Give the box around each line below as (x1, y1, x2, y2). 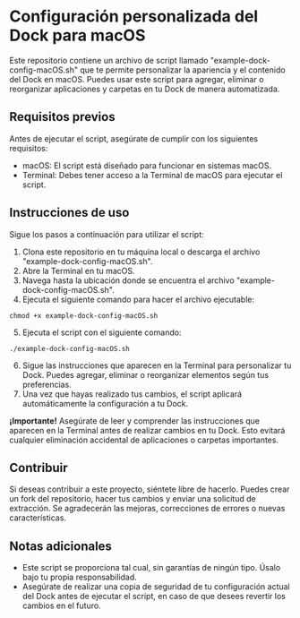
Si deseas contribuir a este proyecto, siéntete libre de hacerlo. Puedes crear (9, 484, 290, 494)
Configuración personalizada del (9, 6, 259, 27)
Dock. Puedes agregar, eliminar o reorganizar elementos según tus (21, 369, 270, 380)
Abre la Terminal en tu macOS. (21, 265, 136, 276)
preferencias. (21, 379, 72, 390)
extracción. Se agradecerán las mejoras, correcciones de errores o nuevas (9, 503, 286, 514)
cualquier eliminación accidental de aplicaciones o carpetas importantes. (9, 434, 279, 445)
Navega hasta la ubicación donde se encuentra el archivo (21, 275, 235, 286)
